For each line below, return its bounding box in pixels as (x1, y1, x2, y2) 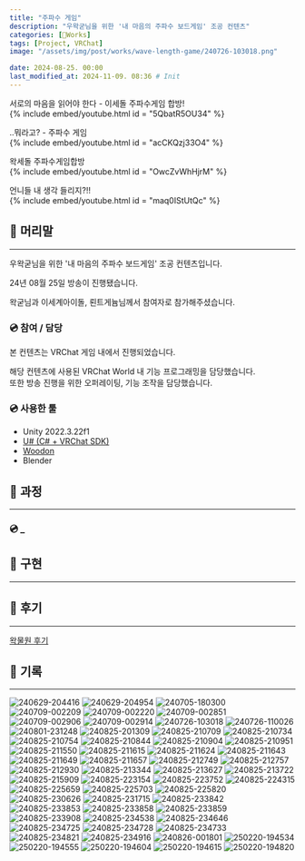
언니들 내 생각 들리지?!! (9, 184, 91, 195)
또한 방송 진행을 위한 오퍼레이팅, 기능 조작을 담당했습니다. (9, 377, 213, 388)
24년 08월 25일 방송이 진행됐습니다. (9, 277, 139, 288)
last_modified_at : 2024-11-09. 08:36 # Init (9, 72, 181, 82)
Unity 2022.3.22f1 (22, 426, 90, 437)
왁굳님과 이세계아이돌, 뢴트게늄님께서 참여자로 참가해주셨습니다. (9, 296, 236, 307)
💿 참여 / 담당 (9, 322, 64, 334)
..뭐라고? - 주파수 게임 (9, 126, 88, 137)
